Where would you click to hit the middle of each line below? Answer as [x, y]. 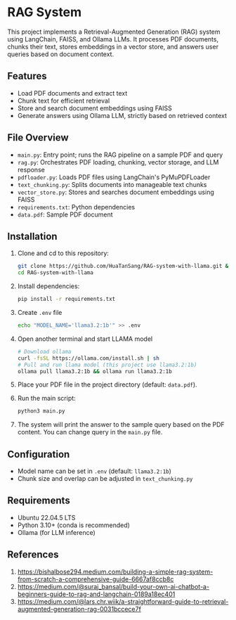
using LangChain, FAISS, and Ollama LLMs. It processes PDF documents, [113, 39]
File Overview [38, 138]
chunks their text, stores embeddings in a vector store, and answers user [113, 46]
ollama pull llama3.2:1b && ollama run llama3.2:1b [94, 371]
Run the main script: [46, 399]
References [33, 555]
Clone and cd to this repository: [63, 253]
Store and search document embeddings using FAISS [94, 108]
